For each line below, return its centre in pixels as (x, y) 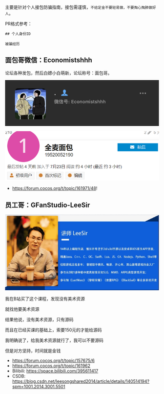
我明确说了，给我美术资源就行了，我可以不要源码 (54, 340)
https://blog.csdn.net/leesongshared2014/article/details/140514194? (81, 381)
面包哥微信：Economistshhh (49, 60)
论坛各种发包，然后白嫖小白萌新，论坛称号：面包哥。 (59, 73)
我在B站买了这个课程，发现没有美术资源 (45, 299)
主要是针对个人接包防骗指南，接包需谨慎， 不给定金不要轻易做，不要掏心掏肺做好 (81, 7)
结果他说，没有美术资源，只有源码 (39, 319)
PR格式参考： (19, 24)
